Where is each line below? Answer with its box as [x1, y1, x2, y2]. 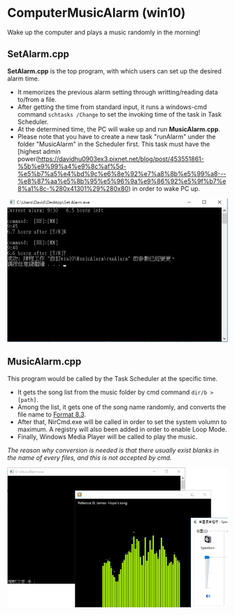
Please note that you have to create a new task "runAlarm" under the [17, 132, 216, 140]
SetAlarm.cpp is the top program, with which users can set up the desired [7, 66, 222, 75]
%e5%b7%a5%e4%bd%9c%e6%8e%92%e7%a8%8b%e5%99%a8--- [17, 169, 227, 178]
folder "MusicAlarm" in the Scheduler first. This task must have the [17, 140, 211, 148]
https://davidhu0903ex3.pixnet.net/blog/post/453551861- [38, 154, 204, 163]
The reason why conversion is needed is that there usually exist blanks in [7, 446, 219, 454]
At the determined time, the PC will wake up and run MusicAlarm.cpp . [17, 124, 220, 133]
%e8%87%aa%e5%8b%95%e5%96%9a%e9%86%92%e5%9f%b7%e [17, 177, 227, 185]
